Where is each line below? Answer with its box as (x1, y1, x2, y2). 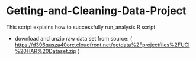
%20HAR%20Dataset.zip (14, 47, 77, 54)
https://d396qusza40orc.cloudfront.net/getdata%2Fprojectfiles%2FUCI (14, 41, 190, 48)
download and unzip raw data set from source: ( (14, 35, 132, 42)
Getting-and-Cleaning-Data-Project (6, 4, 187, 18)
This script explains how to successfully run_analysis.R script (6, 24, 156, 31)
